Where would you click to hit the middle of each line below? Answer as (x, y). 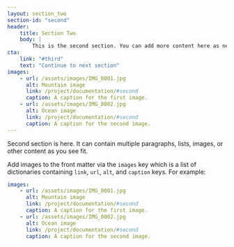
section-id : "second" (39, 20)
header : (18, 26)
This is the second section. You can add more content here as (126, 46)
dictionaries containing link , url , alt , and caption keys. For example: (107, 172)
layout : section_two (37, 14)
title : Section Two (48, 33)
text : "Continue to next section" (70, 65)
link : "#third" (42, 59)
